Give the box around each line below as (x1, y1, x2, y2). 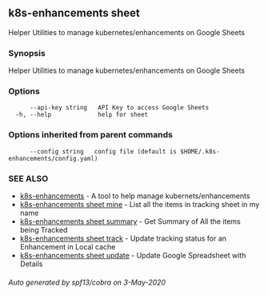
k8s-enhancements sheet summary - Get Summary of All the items (19, 217, 242, 226)
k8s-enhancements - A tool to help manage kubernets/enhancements (19, 191, 250, 201)
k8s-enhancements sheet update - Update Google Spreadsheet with (19, 251, 246, 260)
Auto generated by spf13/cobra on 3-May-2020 (8, 277, 166, 287)
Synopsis (8, 47, 46, 58)
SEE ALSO (8, 173, 49, 184)
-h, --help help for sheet (15, 111, 149, 119)
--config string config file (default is (29, 147, 178, 155)
